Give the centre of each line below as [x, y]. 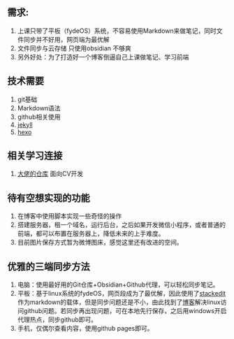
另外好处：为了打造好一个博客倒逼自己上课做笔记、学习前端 [103, 57]
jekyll [25, 124]
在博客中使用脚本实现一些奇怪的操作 [70, 216]
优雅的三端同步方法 [49, 267]
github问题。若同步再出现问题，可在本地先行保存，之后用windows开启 [125, 311]
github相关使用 [39, 117]
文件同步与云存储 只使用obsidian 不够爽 [74, 48]
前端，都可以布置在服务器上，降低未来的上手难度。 [91, 233]
